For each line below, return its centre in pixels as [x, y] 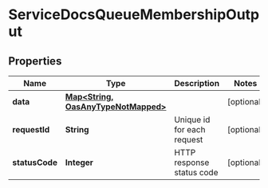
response [192, 163]
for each [190, 129]
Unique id [192, 119]
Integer [79, 163]
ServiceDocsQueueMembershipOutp [134, 15]
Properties [35, 61]
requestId [31, 129]
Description [197, 83]
